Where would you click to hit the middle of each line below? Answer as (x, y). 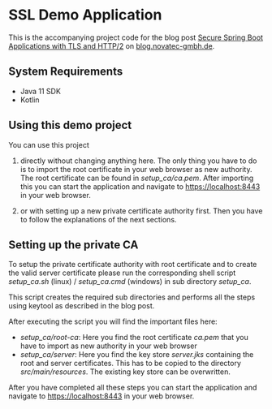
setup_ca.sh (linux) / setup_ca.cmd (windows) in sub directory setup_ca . (130, 282)
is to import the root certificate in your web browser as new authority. (136, 169)
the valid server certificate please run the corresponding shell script (122, 273)
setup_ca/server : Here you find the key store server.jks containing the (137, 355)
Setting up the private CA (73, 245)
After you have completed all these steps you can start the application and (133, 388)
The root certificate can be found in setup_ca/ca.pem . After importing (137, 178)
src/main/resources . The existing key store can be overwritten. (125, 372)
